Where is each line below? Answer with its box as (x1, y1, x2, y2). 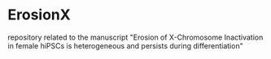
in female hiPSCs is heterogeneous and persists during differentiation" (7, 40, 243, 50)
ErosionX (7, 6, 71, 24)
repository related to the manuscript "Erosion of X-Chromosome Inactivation (7, 32, 264, 42)
